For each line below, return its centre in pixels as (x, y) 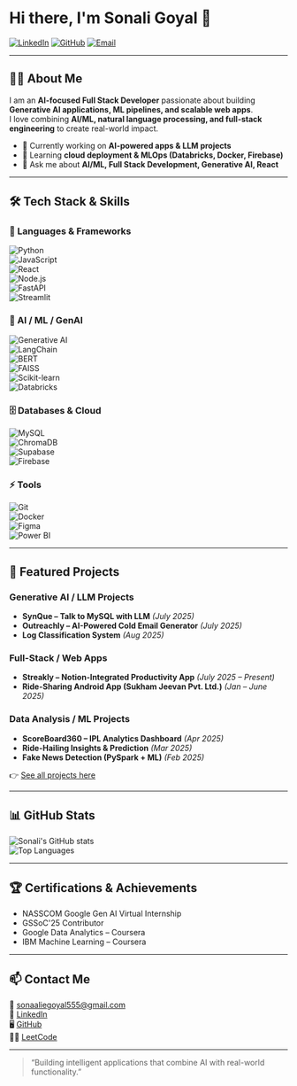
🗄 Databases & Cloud (55, 410)
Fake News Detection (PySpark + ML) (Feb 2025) (113, 757)
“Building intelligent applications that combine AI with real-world (148, 1063)
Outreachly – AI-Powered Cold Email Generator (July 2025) (132, 626)
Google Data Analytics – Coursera (84, 933)
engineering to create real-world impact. (84, 128)
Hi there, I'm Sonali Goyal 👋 (110, 18)
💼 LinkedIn (28, 1014)
